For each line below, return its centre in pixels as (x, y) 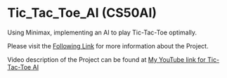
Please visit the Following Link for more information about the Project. (108, 46)
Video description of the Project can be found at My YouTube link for (106, 59)
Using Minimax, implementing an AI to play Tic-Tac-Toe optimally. (102, 32)
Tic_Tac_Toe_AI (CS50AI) (82, 13)
